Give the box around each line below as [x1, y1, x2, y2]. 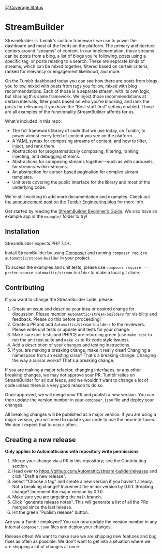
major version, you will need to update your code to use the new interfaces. [5, 416, 156, 422]
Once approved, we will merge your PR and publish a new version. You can [5, 391, 155, 397]
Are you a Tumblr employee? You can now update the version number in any [5, 519, 157, 525]
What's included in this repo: [5, 118, 62, 124]
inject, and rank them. [12, 143, 56, 149]
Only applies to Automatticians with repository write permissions [5, 449, 139, 455]
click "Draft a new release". [12, 473, 67, 479]
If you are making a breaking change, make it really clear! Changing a [12, 347, 150, 353]
